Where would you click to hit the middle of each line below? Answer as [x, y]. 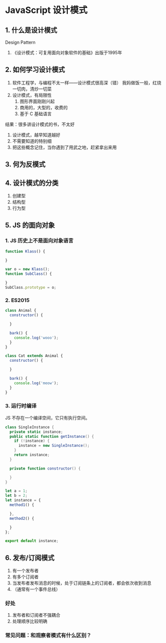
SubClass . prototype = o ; [31, 288]
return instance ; [32, 455]
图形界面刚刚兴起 [37, 101]
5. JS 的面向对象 [30, 225]
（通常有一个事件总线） [36, 589]
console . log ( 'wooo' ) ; [36, 338]
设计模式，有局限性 [32, 95]
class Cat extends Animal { [34, 356]
